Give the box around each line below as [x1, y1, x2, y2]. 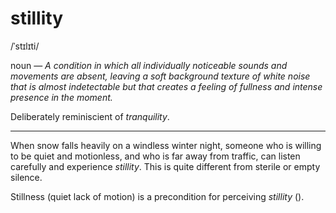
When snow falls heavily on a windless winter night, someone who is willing [10, 139, 322, 151]
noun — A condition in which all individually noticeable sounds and [10, 59, 288, 71]
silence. [10, 171, 43, 183]
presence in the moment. [10, 91, 113, 103]
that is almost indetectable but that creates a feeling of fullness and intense [10, 80, 323, 92]
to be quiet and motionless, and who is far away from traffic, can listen [10, 150, 301, 162]
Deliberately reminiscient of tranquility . [10, 110, 170, 122]
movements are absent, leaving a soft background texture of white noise [10, 70, 311, 82]
